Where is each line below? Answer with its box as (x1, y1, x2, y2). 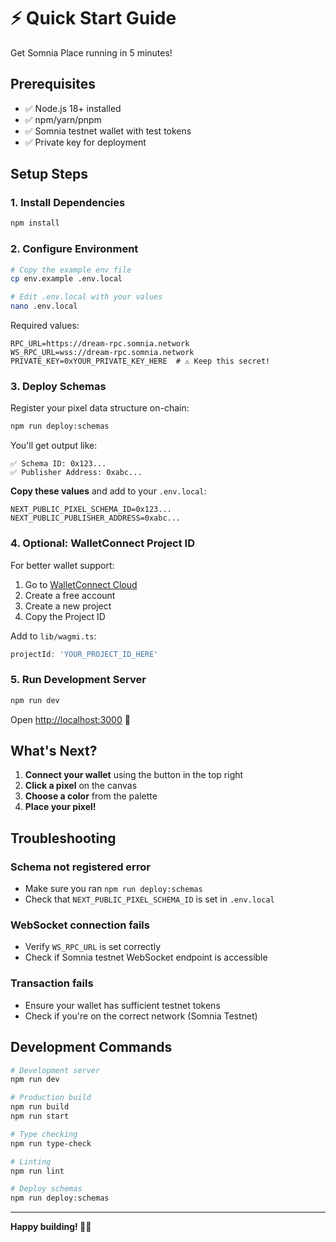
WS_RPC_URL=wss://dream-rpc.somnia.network (10, 348, 195, 358)
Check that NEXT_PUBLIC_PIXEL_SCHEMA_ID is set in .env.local (24, 893, 275, 905)
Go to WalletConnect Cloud (24, 578, 138, 590)
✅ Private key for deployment (24, 136, 147, 148)
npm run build (10, 1102, 70, 1112)
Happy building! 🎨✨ (10, 1221, 92, 1233)
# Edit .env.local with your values (10, 292, 163, 302)
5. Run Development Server (10, 673, 147, 687)
